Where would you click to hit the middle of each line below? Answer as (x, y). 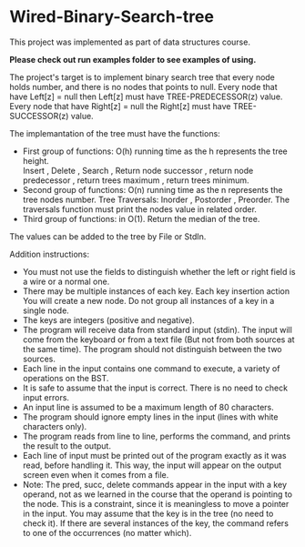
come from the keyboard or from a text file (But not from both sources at (158, 339)
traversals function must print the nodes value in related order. (140, 209)
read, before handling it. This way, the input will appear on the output (152, 465)
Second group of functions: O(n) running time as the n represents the (152, 189)
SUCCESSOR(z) (39, 116)
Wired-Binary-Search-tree (112, 17)
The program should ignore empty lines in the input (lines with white (150, 417)
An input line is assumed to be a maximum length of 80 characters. (148, 407)
